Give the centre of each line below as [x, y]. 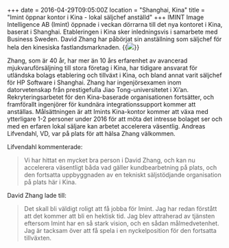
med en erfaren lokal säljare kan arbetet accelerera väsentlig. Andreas [106, 126]
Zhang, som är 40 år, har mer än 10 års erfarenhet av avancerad [97, 60]
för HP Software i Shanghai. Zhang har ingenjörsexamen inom [94, 82]
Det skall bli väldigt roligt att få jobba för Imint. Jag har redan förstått [120, 208]
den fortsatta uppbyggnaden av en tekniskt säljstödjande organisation [122, 175]
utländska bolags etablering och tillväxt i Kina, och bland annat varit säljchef [114, 75]
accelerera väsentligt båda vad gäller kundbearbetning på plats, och [120, 167]
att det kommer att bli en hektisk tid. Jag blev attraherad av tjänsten [119, 216]
